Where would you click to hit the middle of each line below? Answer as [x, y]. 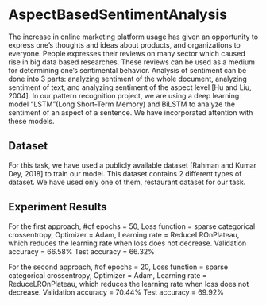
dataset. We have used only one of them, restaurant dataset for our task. [127, 182]
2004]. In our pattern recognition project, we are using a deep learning [124, 95]
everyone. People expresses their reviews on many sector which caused [127, 53]
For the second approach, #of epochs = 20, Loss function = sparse [118, 267]
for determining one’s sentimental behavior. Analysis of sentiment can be [127, 70]
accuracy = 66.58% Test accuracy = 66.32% [81, 251]
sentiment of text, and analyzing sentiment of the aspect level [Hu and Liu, [130, 87]
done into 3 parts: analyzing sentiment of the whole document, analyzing [128, 79]
